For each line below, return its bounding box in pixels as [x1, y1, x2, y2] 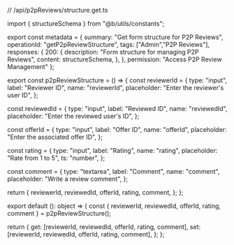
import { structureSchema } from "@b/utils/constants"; [7, 20, 165, 27]
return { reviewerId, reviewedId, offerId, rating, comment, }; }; [7, 188, 184, 196]
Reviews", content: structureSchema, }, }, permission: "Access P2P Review [7, 55, 222, 64]
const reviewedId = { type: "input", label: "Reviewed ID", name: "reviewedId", [7, 105, 228, 112]
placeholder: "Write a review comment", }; [7, 175, 128, 183]
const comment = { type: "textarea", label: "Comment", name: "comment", [7, 168, 220, 175]
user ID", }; [7, 91, 38, 99]
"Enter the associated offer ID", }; [7, 133, 103, 141]
